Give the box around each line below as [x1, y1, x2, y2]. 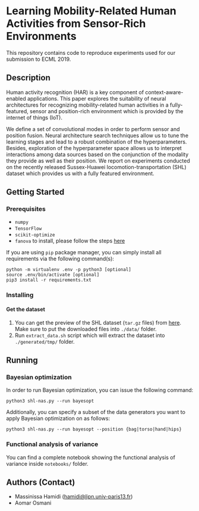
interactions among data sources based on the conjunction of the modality [6, 151, 189, 158]
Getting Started [6, 187, 65, 197]
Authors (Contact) [6, 477, 75, 487]
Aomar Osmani [14, 499, 52, 507]
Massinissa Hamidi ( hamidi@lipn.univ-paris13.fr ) [14, 493, 133, 500]
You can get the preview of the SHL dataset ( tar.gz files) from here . [14, 319, 182, 326]
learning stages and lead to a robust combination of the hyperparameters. [6, 138, 187, 145]
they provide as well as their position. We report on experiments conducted [6, 157, 190, 164]
